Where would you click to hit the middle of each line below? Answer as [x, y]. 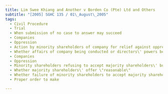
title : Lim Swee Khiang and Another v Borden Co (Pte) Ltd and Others [80, 10]
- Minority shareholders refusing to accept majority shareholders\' [83, 65]
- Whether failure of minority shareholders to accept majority [78, 75]
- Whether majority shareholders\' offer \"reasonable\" [70, 70]
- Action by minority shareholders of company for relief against [80, 47]
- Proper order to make [34, 79]
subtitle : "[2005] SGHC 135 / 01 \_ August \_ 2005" [57, 14]
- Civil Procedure [29, 24]
